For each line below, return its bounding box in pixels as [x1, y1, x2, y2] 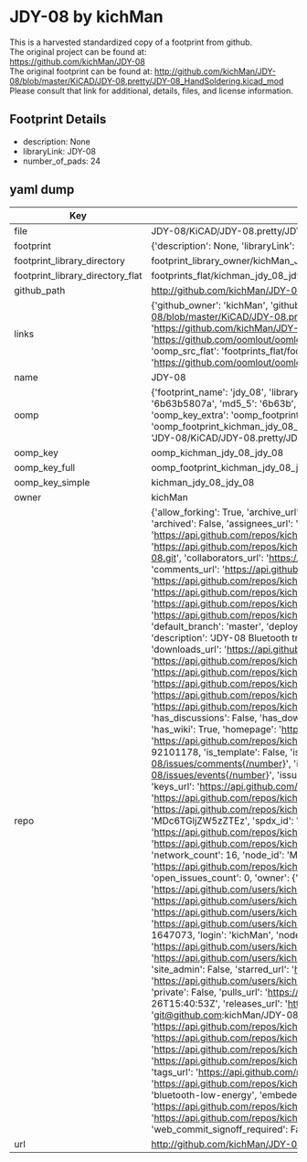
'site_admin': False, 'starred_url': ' [150, 963, 295, 975]
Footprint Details [9, 112, 107, 127]
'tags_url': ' [150, 1065, 199, 1078]
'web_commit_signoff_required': [150, 1123, 289, 1135]
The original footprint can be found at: [9, 66, 153, 77]
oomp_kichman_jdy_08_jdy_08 [150, 446, 284, 459]
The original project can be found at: [9, 46, 147, 57]
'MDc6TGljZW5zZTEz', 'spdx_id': [150, 814, 294, 826]
